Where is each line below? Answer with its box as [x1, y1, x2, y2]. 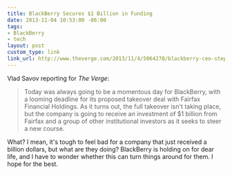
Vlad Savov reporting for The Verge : [7, 74, 110, 82]
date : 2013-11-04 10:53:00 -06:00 [7, 17, 107, 24]
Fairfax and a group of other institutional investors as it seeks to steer [23, 117, 222, 125]
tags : [7, 23, 23, 30]
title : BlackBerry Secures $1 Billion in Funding [7, 10, 153, 17]
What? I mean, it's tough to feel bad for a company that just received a [7, 138, 207, 146]
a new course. [23, 124, 65, 132]
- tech [7, 36, 26, 43]
